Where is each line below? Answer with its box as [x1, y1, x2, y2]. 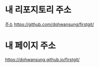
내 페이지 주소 [5, 40, 56, 51]
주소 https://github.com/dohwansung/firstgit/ [5, 21, 94, 27]
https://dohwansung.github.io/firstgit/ [5, 56, 80, 62]
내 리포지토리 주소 [5, 4, 71, 16]
